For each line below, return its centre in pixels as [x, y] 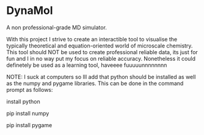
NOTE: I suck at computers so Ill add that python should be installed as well [101, 77]
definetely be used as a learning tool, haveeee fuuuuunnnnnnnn [87, 65]
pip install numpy [28, 113]
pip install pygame [29, 125]
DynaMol [30, 11]
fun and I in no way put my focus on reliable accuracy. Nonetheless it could [101, 58]
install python [24, 102]
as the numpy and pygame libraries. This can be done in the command [95, 83]
